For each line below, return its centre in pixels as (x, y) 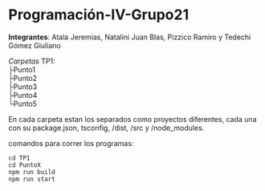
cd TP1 (19, 158)
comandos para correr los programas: (71, 143)
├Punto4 (23, 95)
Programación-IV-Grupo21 (99, 15)
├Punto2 (23, 78)
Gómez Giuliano (35, 45)
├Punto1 (22, 69)
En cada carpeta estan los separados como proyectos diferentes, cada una (132, 119)
